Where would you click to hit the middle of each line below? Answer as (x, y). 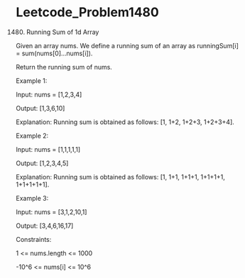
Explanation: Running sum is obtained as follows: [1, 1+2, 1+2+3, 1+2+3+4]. (125, 122)
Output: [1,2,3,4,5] (42, 163)
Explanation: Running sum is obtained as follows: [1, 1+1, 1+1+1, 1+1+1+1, (120, 177)
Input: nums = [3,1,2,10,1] (51, 212)
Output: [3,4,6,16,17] (45, 226)
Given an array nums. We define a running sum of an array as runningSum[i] (127, 45)
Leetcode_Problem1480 (87, 12)
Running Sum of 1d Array (62, 32)
